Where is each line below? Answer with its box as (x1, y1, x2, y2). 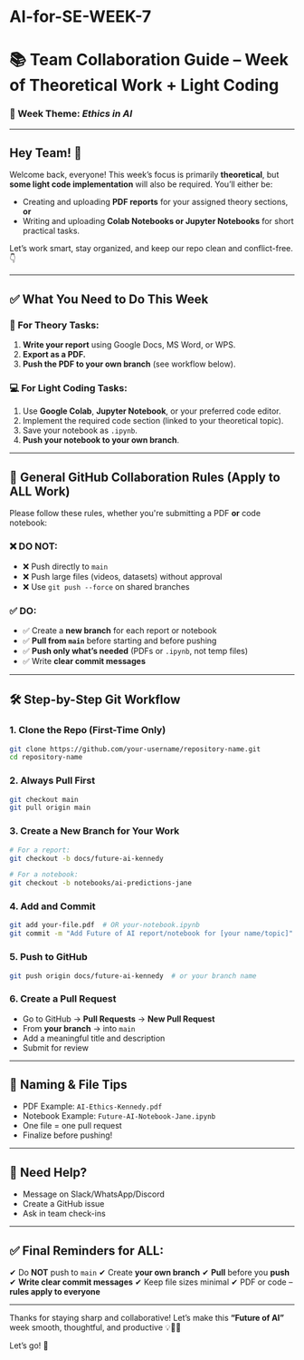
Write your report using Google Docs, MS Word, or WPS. (22, 339, 236, 350)
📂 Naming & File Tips (9, 1077, 128, 1092)
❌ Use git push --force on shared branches (22, 581, 190, 592)
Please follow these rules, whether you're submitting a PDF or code (9, 508, 261, 519)
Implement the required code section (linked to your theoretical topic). (22, 416, 284, 426)
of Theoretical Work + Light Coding (9, 75, 280, 96)
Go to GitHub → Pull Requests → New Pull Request (22, 1013, 215, 1024)
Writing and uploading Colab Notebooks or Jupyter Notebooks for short (22, 216, 294, 227)
